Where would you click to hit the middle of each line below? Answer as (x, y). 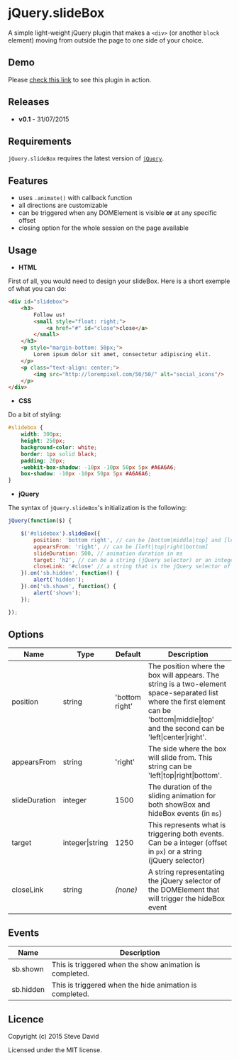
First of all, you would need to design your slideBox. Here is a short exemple (119, 281)
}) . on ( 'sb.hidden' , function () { (70, 573)
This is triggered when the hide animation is (124, 986)
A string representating (187, 872)
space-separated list (183, 693)
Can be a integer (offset (188, 843)
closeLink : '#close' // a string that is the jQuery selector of (132, 567)
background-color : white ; (59, 447)
